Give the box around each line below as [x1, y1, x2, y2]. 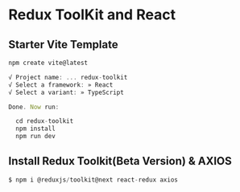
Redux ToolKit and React [8, 6, 176, 24]
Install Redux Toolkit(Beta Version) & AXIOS [8, 154, 232, 168]
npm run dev [15, 133, 56, 141]
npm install [15, 125, 56, 133]
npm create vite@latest [8, 59, 89, 67]
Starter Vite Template [8, 38, 118, 51]
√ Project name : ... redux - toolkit [8, 73, 128, 81]
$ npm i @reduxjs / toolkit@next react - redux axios [8, 175, 179, 184]
